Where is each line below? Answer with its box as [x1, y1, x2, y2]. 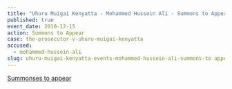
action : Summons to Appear [7, 29, 85, 37]
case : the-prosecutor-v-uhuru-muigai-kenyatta [7, 36, 144, 43]
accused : [7, 42, 32, 49]
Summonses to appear [7, 74, 72, 82]
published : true [7, 17, 54, 23]
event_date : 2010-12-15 [7, 23, 76, 30]
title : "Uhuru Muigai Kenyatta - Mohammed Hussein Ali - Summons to [7, 10, 209, 17]
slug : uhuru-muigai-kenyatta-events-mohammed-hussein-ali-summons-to [7, 55, 212, 62]
